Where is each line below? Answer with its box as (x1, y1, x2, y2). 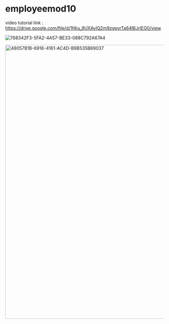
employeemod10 (5, 3, 76, 15)
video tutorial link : (5, 20, 44, 26)
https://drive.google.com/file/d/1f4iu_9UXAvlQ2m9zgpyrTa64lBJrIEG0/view (5, 25, 161, 31)
